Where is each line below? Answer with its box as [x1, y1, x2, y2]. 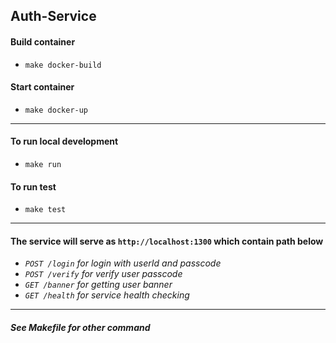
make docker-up [24, 105, 89, 115]
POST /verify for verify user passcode [24, 268, 183, 280]
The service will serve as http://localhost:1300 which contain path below [10, 235, 324, 247]
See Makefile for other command [10, 322, 151, 333]
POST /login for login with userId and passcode [24, 257, 222, 269]
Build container [10, 35, 76, 48]
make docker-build [24, 60, 102, 70]
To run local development [10, 135, 119, 148]
